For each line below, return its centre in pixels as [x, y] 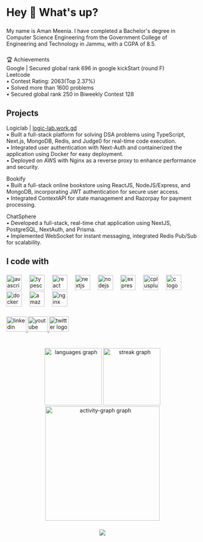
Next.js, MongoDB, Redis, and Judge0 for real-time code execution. [91, 141]
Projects [23, 113]
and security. [23, 166]
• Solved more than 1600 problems [50, 88]
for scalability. [24, 242]
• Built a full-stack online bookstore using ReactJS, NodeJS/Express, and [98, 185]
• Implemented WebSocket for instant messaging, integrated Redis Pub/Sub [101, 236]
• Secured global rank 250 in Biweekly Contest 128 [70, 94]
